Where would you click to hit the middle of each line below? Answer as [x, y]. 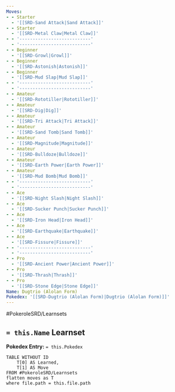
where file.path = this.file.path [49, 383]
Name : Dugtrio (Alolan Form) [42, 292]
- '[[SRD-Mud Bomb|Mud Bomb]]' [50, 177]
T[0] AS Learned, [38, 362]
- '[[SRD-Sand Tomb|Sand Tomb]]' [52, 133]
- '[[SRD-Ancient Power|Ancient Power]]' [63, 264]
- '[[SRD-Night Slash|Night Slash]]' [58, 198]
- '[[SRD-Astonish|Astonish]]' [50, 66]
